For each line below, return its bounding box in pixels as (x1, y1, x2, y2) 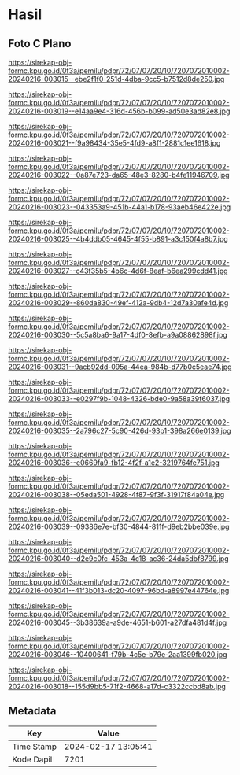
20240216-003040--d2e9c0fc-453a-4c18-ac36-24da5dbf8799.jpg (8, 554, 230, 563)
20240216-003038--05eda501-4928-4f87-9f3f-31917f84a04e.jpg (8, 490, 225, 499)
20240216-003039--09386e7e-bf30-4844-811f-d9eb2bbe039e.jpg (8, 522, 230, 531)
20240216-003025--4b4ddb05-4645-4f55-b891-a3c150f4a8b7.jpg (8, 234, 228, 243)
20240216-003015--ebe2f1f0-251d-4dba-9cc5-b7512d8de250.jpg (8, 75, 225, 83)
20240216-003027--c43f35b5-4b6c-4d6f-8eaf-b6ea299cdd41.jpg (8, 266, 228, 275)
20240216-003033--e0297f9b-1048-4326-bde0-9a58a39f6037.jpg (8, 394, 231, 403)
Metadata (8, 704, 57, 718)
